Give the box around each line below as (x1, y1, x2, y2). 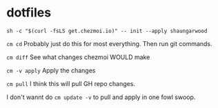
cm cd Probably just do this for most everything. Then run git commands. (6, 39, 212, 47)
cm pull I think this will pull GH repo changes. (6, 79, 136, 87)
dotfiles (6, 5, 52, 21)
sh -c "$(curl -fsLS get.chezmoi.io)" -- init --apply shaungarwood (6, 28, 208, 34)
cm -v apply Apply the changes (6, 66, 96, 74)
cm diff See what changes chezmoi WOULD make (6, 53, 150, 61)
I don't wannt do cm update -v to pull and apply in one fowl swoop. (6, 93, 196, 101)
